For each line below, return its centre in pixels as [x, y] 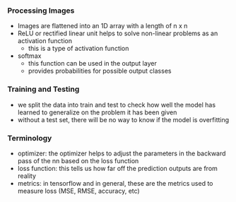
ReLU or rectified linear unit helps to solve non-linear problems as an [118, 33]
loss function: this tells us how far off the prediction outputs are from [117, 168]
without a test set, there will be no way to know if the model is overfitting [123, 119]
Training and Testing [43, 89]
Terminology [30, 138]
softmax [29, 56]
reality [27, 176]
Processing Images [41, 11]
